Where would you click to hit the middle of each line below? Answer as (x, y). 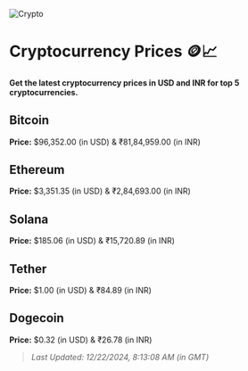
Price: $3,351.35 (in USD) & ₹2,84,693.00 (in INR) (100, 191)
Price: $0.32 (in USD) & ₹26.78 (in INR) (81, 340)
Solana (29, 219)
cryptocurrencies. (44, 92)
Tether (28, 269)
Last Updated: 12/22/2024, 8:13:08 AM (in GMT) (120, 357)
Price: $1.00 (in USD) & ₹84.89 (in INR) (80, 291)
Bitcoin (29, 120)
